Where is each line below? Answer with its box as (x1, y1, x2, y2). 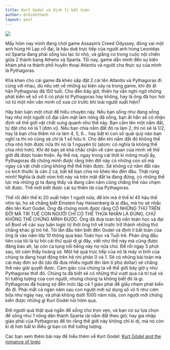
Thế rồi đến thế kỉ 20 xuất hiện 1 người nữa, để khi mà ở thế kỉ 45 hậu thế (5, 195, 157, 201)
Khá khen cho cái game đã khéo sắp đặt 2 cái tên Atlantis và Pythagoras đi (5, 77, 162, 84)
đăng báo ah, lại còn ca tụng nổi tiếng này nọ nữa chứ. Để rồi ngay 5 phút (5, 243, 159, 250)
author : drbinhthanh (5, 12, 49, 17)
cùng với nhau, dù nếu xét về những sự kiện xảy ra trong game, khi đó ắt (5, 83, 157, 89)
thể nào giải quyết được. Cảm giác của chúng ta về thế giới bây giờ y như (5, 265, 158, 271)
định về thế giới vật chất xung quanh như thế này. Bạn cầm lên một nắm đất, (5, 120, 164, 126)
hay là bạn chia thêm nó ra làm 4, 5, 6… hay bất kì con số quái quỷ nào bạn (5, 130, 162, 137)
